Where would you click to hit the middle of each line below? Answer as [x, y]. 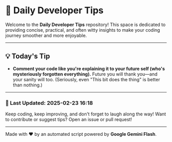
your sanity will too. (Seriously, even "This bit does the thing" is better [86, 79]
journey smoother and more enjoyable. [46, 35]
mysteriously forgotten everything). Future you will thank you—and [85, 74]
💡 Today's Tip [28, 56]
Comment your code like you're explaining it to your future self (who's [89, 68]
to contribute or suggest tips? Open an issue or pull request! [69, 120]
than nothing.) [27, 85]
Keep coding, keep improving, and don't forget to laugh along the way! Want [86, 114]
